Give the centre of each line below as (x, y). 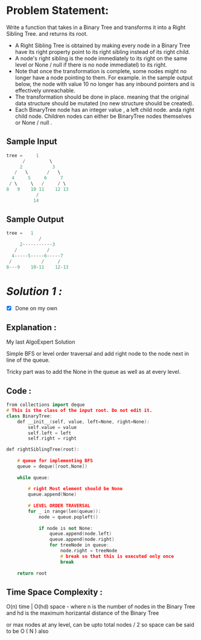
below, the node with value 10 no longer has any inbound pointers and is (105, 84)
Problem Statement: (58, 11)
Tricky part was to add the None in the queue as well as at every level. (94, 372)
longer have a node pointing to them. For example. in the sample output (104, 77)
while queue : (33, 478)
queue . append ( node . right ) (82, 540)
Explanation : (31, 327)
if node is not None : (66, 528)
